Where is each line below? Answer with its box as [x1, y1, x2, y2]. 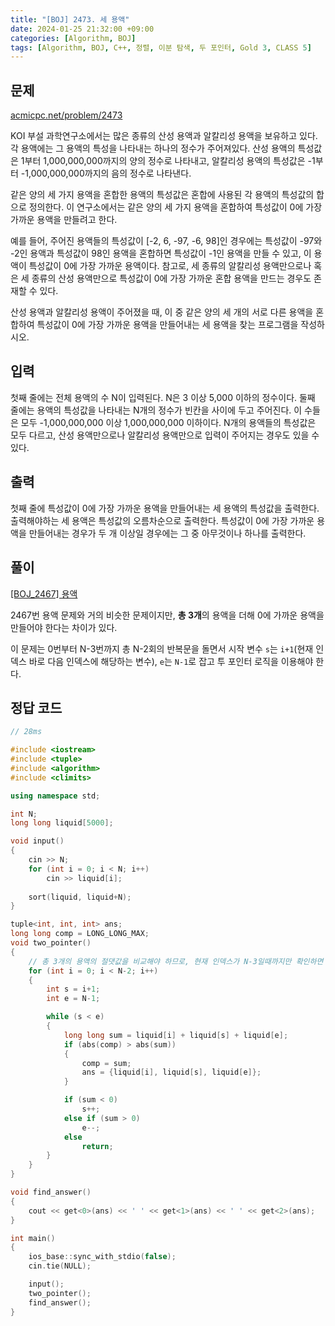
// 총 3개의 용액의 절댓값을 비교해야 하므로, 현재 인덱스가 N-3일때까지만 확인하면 [28, 956, 324, 966]
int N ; [10, 809, 38, 819]
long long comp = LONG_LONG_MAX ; [10, 929, 150, 939]
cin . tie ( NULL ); [28, 1261, 92, 1271]
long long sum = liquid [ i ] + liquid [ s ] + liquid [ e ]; [63, 1030, 289, 1040]
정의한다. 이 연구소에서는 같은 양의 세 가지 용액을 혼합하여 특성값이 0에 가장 [28, 201, 323, 213]
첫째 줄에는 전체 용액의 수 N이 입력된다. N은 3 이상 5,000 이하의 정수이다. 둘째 [10, 391, 316, 403]
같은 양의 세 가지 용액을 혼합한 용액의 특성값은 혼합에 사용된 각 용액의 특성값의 [10, 189, 315, 201]
